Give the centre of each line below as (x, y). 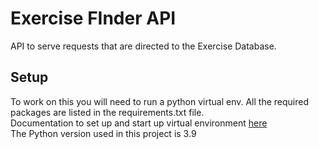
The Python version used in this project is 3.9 (103, 133)
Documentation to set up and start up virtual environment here (139, 123)
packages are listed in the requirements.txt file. (107, 112)
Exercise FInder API (93, 18)
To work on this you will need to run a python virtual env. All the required (160, 101)
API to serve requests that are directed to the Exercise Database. (143, 46)
